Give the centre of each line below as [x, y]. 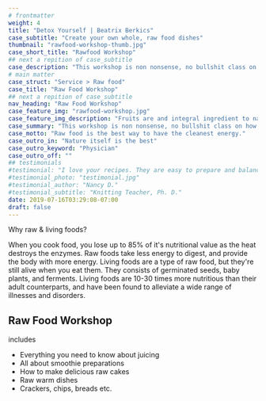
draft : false [30, 207]
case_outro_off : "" [40, 155]
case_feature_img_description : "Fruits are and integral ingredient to [129, 119]
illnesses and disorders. [47, 296]
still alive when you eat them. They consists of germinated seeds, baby [124, 270]
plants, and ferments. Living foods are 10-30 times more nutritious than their [133, 279]
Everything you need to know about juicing [89, 355]
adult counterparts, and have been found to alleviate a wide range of [120, 287]
